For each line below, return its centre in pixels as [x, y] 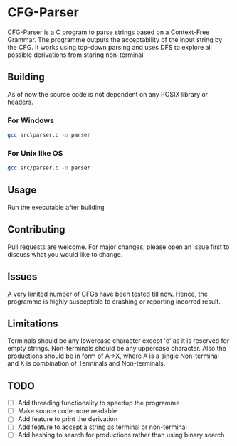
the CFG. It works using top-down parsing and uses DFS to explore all [110, 47]
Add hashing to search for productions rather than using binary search [121, 435]
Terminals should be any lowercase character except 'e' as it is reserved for [118, 341]
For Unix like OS [35, 153]
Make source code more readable [67, 411]
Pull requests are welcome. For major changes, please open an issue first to [118, 247]
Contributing [36, 229]
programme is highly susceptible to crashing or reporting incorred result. [114, 301]
